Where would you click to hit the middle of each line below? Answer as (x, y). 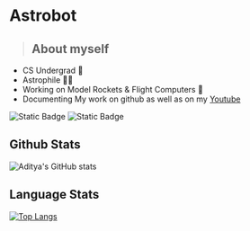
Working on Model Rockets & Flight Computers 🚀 (113, 89)
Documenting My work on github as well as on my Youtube (131, 99)
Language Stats (54, 195)
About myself (70, 49)
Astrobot (43, 16)
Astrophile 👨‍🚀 (48, 80)
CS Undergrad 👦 (53, 70)
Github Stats (45, 145)
